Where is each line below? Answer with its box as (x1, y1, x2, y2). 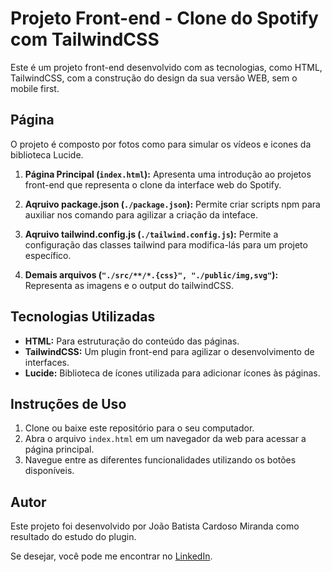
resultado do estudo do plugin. (10, 531, 137, 543)
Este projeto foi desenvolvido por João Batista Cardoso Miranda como (10, 520, 300, 532)
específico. (24, 249, 72, 261)
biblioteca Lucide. (10, 148, 84, 161)
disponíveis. (24, 465, 75, 477)
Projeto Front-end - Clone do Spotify (10, 7, 319, 30)
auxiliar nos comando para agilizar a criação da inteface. (24, 208, 259, 221)
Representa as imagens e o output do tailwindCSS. (24, 279, 235, 291)
